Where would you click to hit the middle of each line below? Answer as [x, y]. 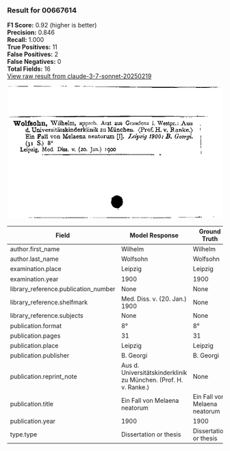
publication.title [31, 404]
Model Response [154, 235]
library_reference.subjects [47, 316]
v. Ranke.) [135, 387]
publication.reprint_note [43, 376]
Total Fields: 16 [29, 69]
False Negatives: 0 [34, 62]
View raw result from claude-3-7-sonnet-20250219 [79, 76]
